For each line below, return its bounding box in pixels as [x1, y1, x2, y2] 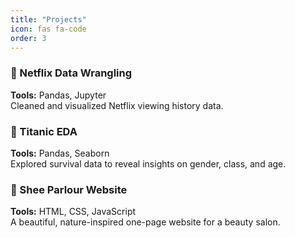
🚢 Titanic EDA [10, 124, 78, 138]
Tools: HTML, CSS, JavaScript [10, 206, 137, 218]
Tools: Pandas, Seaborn [10, 147, 110, 159]
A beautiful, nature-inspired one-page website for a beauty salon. [10, 216, 281, 228]
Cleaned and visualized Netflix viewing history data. [10, 99, 224, 111]
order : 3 [10, 33, 47, 43]
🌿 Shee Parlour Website [10, 182, 128, 196]
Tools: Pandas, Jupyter [10, 89, 107, 101]
